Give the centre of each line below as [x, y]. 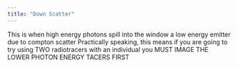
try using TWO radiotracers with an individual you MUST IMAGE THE [108, 49]
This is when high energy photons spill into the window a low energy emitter [119, 34]
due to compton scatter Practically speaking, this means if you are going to [118, 42]
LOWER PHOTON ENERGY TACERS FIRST [68, 57]
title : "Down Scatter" [41, 14]
